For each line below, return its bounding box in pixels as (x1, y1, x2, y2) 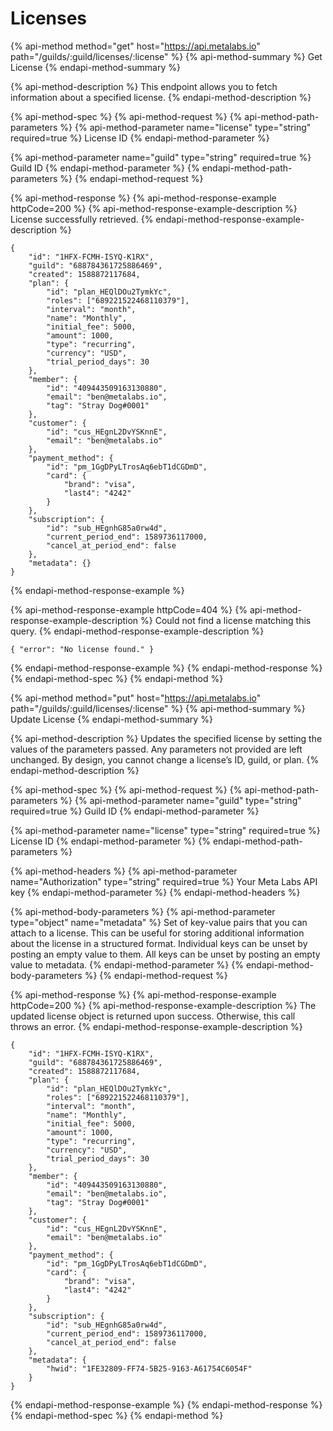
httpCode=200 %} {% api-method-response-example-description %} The (10, 999, 317, 1011)
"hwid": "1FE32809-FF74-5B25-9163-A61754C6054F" (46, 1363, 253, 1374)
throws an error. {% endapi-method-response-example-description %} (10, 1020, 303, 1032)
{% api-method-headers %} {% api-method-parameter (10, 865, 238, 877)
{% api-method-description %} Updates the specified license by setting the (10, 732, 323, 744)
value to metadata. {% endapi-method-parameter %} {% (10, 958, 244, 971)
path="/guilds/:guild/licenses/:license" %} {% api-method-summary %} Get (10, 50, 323, 62)
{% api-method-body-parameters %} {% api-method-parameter (10, 905, 276, 917)
